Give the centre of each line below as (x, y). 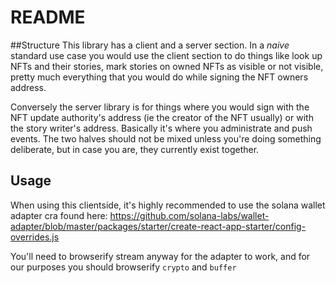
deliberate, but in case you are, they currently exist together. (135, 149)
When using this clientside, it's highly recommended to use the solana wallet (168, 205)
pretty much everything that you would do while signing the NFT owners (159, 77)
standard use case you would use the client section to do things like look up (166, 55)
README (48, 17)
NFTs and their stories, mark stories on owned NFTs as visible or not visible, (167, 66)
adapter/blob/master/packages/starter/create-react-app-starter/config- (158, 226)
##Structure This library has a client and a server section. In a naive (150, 45)
